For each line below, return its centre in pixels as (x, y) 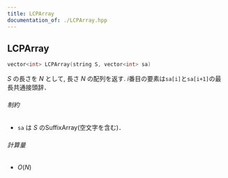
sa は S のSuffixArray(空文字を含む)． (71, 128)
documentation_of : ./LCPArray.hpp (58, 20)
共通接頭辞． (31, 87)
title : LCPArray (31, 14)
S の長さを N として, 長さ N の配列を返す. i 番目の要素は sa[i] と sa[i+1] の (111, 79)
